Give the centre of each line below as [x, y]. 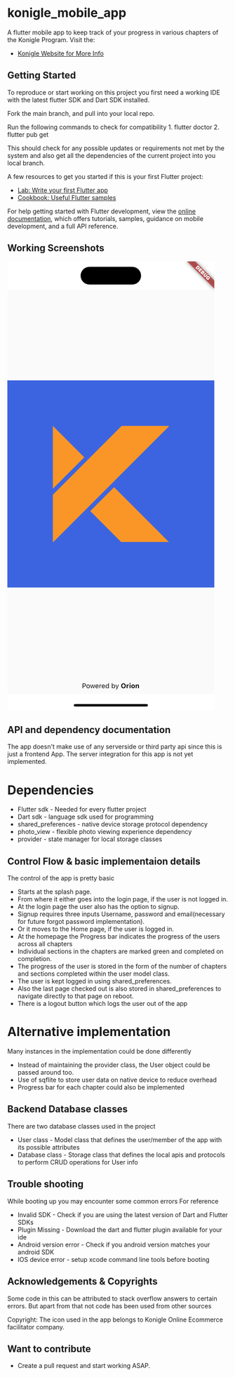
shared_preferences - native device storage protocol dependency [113, 824]
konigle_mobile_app [67, 13]
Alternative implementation [89, 1032]
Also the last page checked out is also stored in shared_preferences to [119, 989]
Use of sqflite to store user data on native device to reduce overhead [117, 1080]
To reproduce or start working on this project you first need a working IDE [114, 92]
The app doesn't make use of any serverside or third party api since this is [115, 747]
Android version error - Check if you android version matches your [114, 1244]
